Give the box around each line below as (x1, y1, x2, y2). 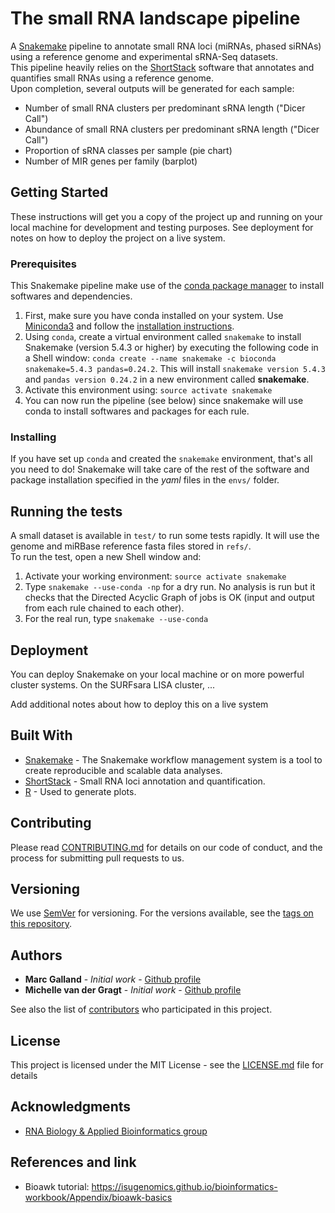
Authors (10, 947, 63, 964)
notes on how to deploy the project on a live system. (10, 232, 226, 244)
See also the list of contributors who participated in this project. (10, 1003, 273, 1016)
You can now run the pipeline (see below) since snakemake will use (24, 395, 304, 407)
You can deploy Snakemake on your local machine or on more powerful (10, 668, 305, 680)
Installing (10, 430, 57, 444)
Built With (10, 727, 73, 744)
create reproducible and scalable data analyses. (24, 764, 223, 776)
